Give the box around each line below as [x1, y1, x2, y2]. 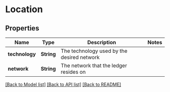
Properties [5, 24, 39, 33]
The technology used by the [60, 47, 127, 54]
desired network [60, 54, 100, 60]
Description [87, 39, 116, 46]
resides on [60, 69, 86, 75]
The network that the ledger [60, 62, 127, 69]
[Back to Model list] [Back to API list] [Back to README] [5, 81, 121, 87]
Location [5, 4, 43, 15]
